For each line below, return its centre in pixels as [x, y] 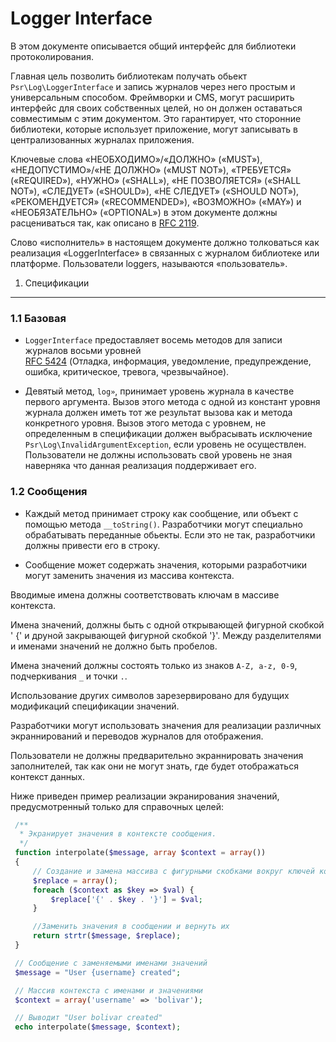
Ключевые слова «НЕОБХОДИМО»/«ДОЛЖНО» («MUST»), [136, 159]
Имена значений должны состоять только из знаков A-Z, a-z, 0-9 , [154, 665]
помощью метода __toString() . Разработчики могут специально [163, 524]
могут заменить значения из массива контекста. [129, 575]
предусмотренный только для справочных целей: [117, 806]
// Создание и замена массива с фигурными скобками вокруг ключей [173, 871]
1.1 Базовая [38, 318]
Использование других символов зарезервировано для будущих [150, 695]
